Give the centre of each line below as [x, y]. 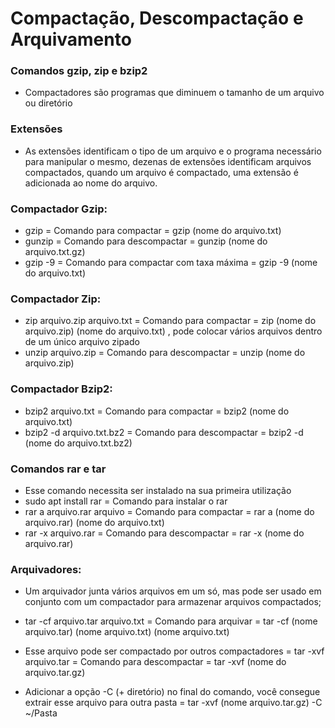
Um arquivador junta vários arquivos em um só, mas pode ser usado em [173, 591]
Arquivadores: [46, 569]
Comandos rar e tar [58, 469]
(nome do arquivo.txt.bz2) [78, 443]
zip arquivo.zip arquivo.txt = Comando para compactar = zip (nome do [170, 321]
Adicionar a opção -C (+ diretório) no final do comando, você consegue [172, 692]
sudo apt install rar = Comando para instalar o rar [126, 501]
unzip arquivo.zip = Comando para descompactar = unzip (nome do [165, 353]
